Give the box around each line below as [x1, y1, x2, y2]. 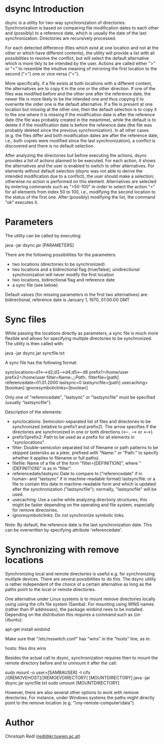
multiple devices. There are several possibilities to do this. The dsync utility [5, 576, 156, 582]
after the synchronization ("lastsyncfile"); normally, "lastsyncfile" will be [12, 486, 157, 492]
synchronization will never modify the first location [12, 271, 114, 278]
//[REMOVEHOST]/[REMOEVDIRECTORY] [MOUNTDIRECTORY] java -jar [5, 674, 150, 680]
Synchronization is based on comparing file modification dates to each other [5, 25, 159, 30]
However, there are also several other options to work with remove [5, 689, 139, 695]
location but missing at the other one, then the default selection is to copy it [5, 106, 157, 112]
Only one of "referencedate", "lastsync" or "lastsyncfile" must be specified [5, 394, 155, 400]
